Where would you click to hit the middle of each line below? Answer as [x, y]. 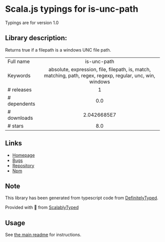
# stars [15, 126]
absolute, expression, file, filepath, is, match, [100, 69]
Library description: [36, 38]
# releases [20, 89]
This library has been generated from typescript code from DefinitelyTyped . [82, 198]
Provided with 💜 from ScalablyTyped [42, 208]
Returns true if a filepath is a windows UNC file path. [58, 50]
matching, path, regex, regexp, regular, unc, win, [100, 76]
